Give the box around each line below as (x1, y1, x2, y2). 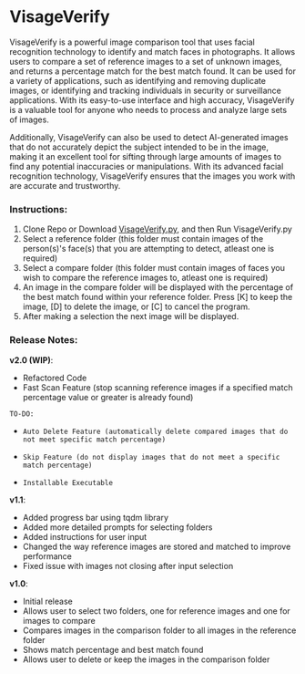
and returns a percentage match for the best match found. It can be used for (9, 66, 296, 77)
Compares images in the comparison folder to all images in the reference (22, 625, 297, 636)
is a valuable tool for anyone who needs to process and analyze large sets (9, 104, 288, 115)
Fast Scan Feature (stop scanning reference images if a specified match (22, 381, 293, 393)
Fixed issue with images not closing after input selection (22, 560, 234, 571)
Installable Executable (22, 478, 114, 487)
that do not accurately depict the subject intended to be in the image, (9, 141, 269, 152)
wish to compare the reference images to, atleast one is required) (22, 272, 269, 284)
